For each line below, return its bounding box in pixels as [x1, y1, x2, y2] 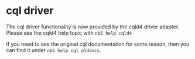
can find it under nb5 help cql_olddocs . [6, 46, 101, 53]
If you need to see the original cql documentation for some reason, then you [6, 40, 190, 47]
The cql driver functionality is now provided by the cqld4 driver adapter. [6, 23, 180, 30]
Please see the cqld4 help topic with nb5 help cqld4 [6, 29, 132, 36]
